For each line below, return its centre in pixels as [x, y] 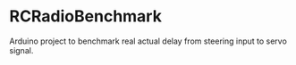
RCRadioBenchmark [86, 16]
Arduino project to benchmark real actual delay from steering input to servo [148, 41]
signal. [21, 50]
